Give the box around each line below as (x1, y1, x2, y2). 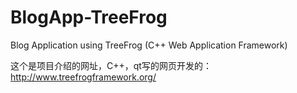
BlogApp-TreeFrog (10, 6, 168, 29)
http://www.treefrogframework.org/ (10, 71, 157, 83)
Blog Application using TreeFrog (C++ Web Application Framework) (10, 39, 288, 51)
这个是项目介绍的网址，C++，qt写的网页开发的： (10, 59, 212, 71)
